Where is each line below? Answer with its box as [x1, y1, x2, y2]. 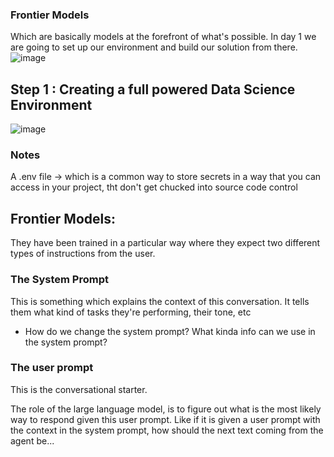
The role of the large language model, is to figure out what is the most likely [10, 403, 322, 415]
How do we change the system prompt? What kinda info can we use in [24, 325, 316, 337]
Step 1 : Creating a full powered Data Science [10, 81, 296, 98]
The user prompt [10, 361, 94, 375]
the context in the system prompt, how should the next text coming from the [10, 424, 324, 436]
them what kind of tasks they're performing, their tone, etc [10, 306, 252, 318]
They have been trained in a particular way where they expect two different [10, 237, 321, 249]
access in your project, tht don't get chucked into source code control [10, 181, 298, 193]
